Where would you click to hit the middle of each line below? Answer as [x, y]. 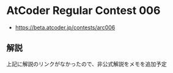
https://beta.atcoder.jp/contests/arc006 [65, 27]
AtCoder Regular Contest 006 [83, 11]
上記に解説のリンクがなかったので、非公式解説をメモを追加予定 [86, 64]
